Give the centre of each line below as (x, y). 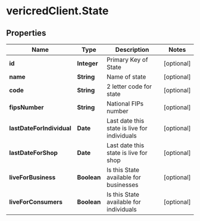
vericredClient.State (57, 11)
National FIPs (125, 104)
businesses (123, 185)
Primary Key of (127, 60)
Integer (87, 63)
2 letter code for (129, 86)
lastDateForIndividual (40, 128)
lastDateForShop (34, 153)
